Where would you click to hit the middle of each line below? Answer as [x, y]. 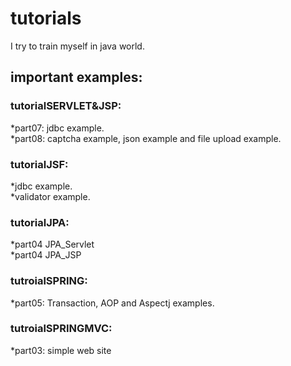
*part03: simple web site [61, 350]
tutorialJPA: [40, 222]
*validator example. [50, 196]
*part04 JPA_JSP [46, 255]
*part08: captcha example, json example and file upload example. [146, 138]
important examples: [76, 77]
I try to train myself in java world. [77, 46]
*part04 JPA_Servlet [52, 244]
